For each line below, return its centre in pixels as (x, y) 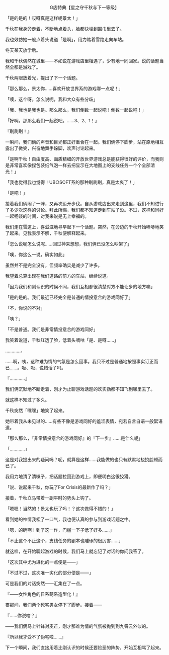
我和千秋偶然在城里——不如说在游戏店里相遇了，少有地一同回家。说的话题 (82, 61)
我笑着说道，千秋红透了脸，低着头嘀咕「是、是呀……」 (62, 340)
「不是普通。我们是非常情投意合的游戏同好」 (52, 329)
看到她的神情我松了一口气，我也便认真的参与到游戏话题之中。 (69, 519)
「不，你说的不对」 (25, 308)
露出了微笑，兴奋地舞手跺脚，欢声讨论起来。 (52, 148)
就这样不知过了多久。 (27, 400)
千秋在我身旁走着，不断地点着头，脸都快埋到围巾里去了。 (65, 29)
